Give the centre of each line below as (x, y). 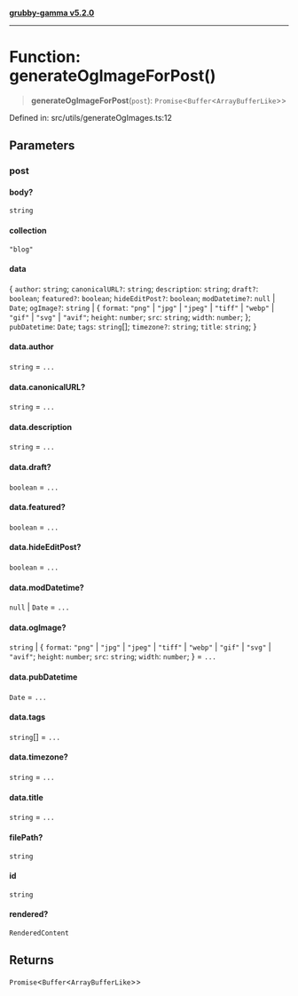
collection (28, 231)
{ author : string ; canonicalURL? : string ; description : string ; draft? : (134, 289)
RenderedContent (39, 933)
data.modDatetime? (47, 587)
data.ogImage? (38, 627)
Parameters (42, 146)
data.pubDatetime (43, 677)
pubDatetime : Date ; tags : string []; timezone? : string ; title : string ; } (133, 326)
